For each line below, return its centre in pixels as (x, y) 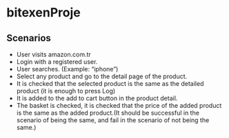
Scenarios (29, 38)
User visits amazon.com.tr (53, 54)
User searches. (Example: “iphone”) (67, 69)
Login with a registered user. (57, 62)
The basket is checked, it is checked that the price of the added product (119, 105)
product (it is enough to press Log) (66, 91)
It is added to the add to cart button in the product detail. (97, 98)
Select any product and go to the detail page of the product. (102, 76)
